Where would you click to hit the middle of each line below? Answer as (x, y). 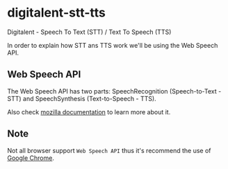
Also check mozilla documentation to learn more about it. (89, 112)
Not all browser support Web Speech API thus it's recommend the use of (109, 150)
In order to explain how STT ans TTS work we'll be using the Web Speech (113, 45)
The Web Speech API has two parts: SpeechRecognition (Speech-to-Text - (114, 91)
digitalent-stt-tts (56, 13)
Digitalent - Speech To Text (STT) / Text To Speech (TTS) (89, 32)
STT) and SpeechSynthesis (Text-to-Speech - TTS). (82, 98)
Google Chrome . (31, 158)
